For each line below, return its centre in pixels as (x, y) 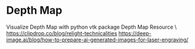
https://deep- (135, 33)
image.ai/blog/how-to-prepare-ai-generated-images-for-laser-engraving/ (97, 39)
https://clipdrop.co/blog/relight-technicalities (62, 33)
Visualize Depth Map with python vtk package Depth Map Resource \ (91, 27)
